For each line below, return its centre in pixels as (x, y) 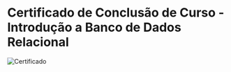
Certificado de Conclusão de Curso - (116, 13)
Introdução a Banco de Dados (94, 27)
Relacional (38, 42)
